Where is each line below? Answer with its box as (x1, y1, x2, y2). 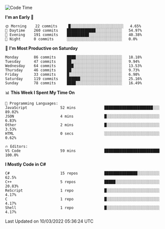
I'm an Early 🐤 (5, 14, 34, 20)
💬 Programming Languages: (5, 101, 58, 106)
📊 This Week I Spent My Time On (5, 90, 75, 96)
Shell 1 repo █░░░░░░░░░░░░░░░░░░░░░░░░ (5, 205, 160, 210)
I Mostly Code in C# (5, 162, 46, 167)
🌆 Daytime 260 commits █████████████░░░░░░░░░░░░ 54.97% (5, 28, 142, 33)
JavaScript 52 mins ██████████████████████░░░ (5, 105, 160, 110)
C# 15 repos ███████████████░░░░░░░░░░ (5, 171, 160, 176)
